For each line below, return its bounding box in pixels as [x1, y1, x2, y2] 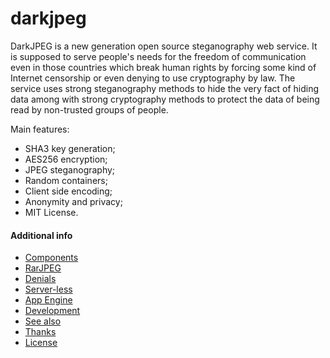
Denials [24, 273, 57, 285]
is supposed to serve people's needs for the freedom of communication [10, 50, 307, 62]
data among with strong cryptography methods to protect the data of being [10, 93, 320, 105]
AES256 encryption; [24, 153, 108, 165]
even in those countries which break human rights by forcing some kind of [10, 61, 317, 73]
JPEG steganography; [24, 163, 116, 176]
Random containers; [24, 174, 108, 186]
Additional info [10, 229, 73, 241]
